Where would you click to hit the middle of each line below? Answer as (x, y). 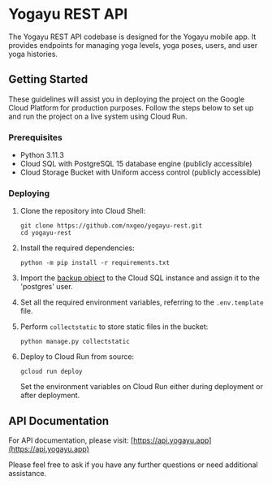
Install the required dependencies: (78, 248)
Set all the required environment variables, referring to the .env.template (142, 302)
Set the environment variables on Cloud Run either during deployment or (142, 387)
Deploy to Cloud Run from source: (77, 357)
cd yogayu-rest (46, 233)
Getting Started (48, 79)
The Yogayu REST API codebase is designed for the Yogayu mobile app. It (132, 37)
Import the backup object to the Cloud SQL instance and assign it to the (140, 278)
